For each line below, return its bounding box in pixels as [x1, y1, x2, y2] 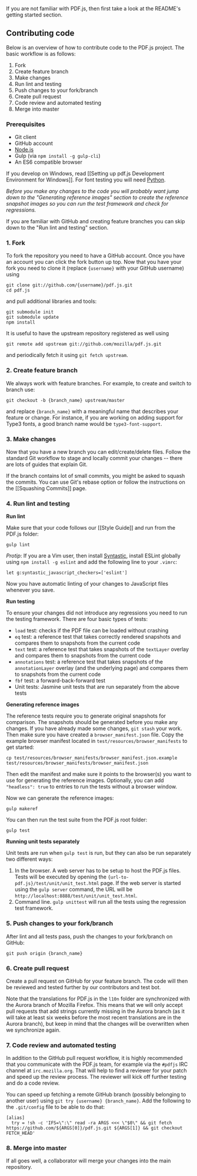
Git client [14, 134, 36, 141]
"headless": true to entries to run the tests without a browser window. [6, 783, 178, 790]
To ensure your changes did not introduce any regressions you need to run [6, 609, 188, 616]
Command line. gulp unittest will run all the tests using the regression [14, 898, 186, 906]
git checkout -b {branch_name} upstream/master [6, 397, 125, 403]
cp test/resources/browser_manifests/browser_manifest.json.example [6, 755, 178, 761]
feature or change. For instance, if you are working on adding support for [6, 414, 183, 421]
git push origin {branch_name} [6, 950, 83, 956]
